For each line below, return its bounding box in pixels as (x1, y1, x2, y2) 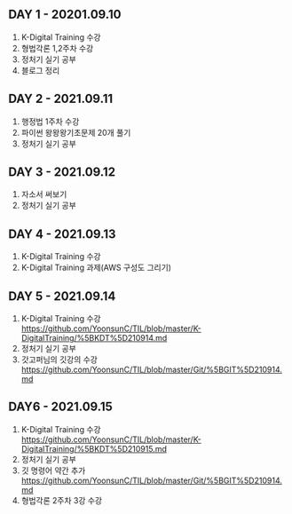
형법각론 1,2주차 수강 (20, 43, 94, 53)
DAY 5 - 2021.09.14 (8, 289, 116, 304)
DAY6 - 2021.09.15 (8, 399, 113, 415)
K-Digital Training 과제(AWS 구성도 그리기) (20, 262, 172, 273)
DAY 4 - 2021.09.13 (8, 226, 116, 241)
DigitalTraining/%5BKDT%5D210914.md (20, 333, 168, 344)
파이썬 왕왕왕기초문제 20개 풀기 (20, 127, 131, 138)
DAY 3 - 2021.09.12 (8, 164, 116, 180)
